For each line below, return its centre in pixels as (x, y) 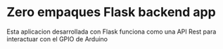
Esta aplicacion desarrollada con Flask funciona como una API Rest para (111, 31)
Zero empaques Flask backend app (111, 12)
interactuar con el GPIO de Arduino (57, 38)
